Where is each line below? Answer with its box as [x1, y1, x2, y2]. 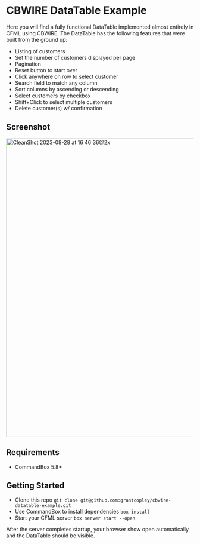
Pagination [14, 60, 42, 67]
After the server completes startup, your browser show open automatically [6, 526, 189, 533]
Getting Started [6, 480, 65, 490]
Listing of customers [14, 47, 65, 54]
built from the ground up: [6, 36, 68, 43]
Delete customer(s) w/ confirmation [14, 105, 102, 112]
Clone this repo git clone [14, 496, 79, 503]
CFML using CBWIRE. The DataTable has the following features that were [6, 29, 186, 36]
